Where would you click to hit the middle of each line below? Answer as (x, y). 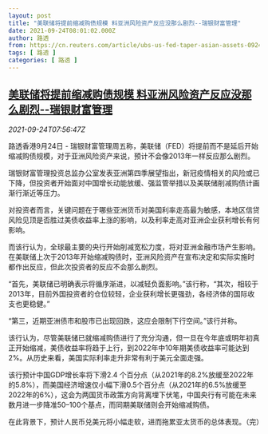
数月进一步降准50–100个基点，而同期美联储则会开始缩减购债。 (111, 404)
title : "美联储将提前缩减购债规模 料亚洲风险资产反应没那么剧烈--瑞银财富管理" (125, 23)
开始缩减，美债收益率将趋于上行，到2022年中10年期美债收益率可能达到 (132, 348)
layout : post (30, 16)
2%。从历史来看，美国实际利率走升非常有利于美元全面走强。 (108, 357)
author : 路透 (29, 38)
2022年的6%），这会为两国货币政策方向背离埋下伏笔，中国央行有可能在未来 (132, 394)
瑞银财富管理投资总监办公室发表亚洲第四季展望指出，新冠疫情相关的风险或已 (134, 173)
